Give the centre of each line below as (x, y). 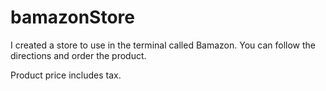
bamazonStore (72, 17)
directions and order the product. (78, 55)
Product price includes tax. (66, 75)
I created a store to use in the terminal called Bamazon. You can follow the (163, 45)
